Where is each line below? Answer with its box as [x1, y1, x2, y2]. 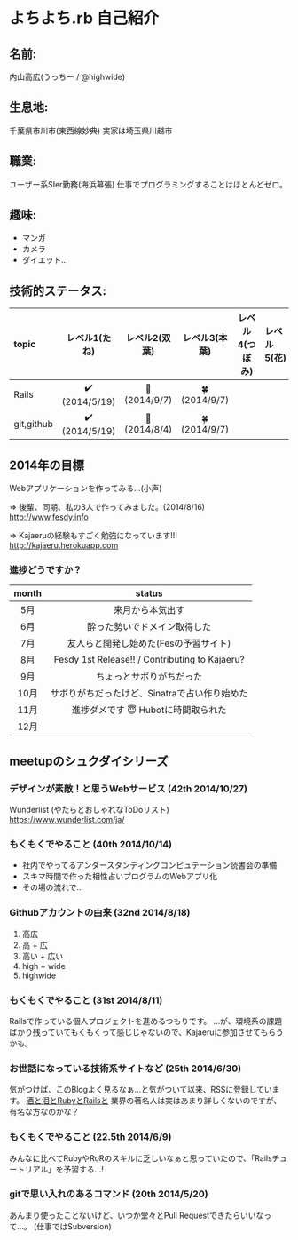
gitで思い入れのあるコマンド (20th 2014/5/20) [9, 1188, 208, 1200]
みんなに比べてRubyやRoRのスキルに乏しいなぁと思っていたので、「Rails [9, 1152, 272, 1164]
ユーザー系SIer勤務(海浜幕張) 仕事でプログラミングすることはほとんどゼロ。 [9, 179, 288, 189]
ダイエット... [21, 255, 68, 266]
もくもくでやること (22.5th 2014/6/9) [9, 1131, 172, 1143]
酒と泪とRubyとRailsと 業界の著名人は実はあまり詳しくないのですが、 [26, 1095, 282, 1106]
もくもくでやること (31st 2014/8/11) [9, 994, 163, 1006]
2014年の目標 [9, 457, 84, 473]
